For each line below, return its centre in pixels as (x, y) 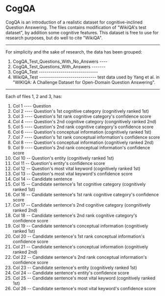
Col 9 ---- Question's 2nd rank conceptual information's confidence (81, 147)
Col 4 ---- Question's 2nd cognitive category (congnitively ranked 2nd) (84, 121)
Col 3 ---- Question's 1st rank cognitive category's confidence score (82, 116)
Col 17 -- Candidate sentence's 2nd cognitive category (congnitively (82, 205)
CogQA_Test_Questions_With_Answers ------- (59, 66)
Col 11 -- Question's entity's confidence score (59, 163)
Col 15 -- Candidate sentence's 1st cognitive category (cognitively (79, 184)
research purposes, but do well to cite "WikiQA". (54, 38)
